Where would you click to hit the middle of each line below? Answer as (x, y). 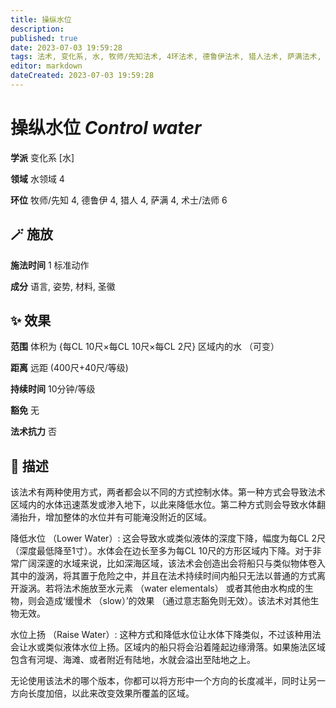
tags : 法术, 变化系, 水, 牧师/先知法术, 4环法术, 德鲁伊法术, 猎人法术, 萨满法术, (166, 57)
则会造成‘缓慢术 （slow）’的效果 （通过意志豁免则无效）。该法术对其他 (169, 601)
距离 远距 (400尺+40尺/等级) (69, 368)
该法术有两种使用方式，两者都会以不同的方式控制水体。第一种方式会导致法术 (168, 492)
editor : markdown (46, 66)
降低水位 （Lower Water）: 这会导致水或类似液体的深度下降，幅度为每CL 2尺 (168, 538)
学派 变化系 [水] (42, 157)
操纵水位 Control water (106, 128)
